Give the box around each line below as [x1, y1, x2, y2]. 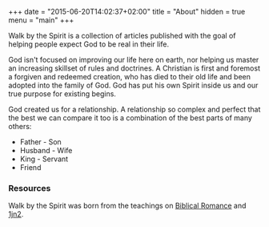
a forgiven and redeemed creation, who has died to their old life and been [8, 72, 251, 81]
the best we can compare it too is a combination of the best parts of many [8, 113, 252, 123]
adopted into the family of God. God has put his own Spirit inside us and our [8, 80, 259, 90]
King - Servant [19, 154, 69, 164]
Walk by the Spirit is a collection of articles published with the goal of [8, 31, 236, 40]
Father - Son [19, 137, 62, 147]
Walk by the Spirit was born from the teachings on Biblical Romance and [8, 201, 247, 211]
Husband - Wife [19, 146, 73, 155]
